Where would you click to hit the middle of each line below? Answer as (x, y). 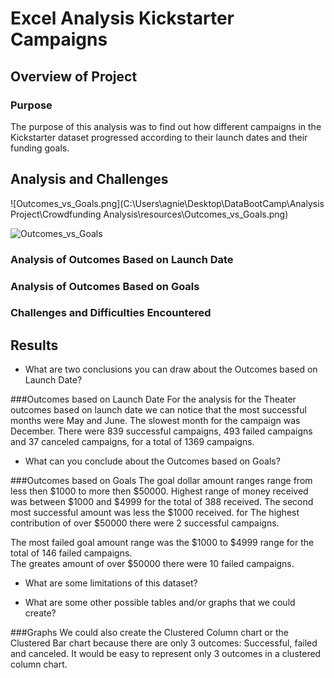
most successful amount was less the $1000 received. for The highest (155, 513)
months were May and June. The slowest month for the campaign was (155, 421)
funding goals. (40, 148)
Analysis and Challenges (89, 179)
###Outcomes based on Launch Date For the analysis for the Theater (153, 399)
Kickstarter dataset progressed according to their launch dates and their (159, 137)
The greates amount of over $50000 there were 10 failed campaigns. (152, 564)
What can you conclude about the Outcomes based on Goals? (152, 461)
